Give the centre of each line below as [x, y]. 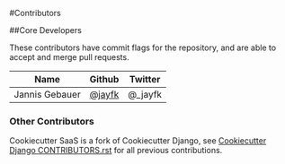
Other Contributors [52, 121]
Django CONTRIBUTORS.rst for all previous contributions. [116, 151]
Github [104, 79]
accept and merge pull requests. [69, 57]
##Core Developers [46, 30]
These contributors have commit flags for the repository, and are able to [143, 47]
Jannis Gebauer [47, 95]
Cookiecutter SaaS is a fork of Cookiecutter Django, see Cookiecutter [138, 141]
